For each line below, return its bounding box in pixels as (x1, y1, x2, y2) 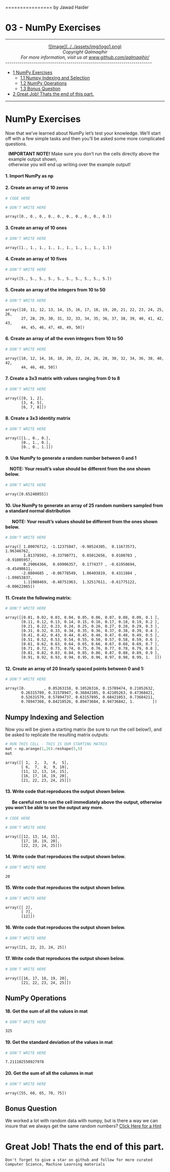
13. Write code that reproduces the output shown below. (5, 788, 125, 794)
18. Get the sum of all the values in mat (5, 1008, 88, 1014)
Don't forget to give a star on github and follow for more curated (5, 1157, 153, 1163)
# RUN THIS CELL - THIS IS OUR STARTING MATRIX (5, 741, 108, 747)
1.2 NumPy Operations (20, 80, 67, 86)
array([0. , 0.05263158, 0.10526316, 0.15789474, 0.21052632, (5, 686, 155, 691)
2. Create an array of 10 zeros (5, 185, 68, 191)
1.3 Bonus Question (20, 86, 61, 92)
